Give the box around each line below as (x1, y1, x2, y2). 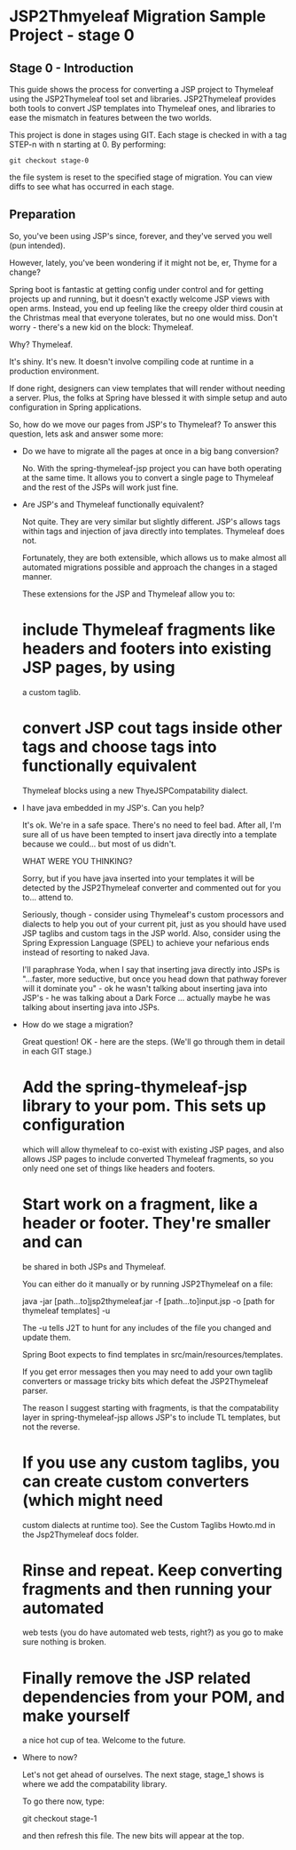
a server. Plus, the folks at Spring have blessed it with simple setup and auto (9, 392, 288, 403)
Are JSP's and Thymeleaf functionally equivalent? (21, 499, 205, 509)
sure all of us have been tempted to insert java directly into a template (21, 829, 277, 839)
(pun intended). (9, 240, 66, 251)
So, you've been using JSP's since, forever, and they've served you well (9, 230, 273, 241)
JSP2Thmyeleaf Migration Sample (9, 6, 267, 27)
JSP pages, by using (21, 658, 175, 677)
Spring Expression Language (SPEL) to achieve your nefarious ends (21, 937, 270, 948)
